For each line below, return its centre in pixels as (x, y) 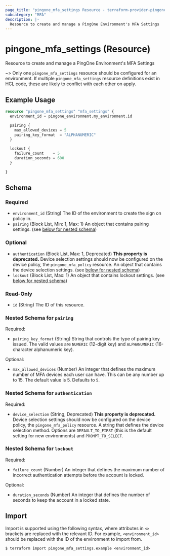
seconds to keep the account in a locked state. (61, 500)
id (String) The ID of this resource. (49, 304)
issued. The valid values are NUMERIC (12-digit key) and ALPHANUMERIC (83, 344)
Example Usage (30, 100)
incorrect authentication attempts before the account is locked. (78, 475)
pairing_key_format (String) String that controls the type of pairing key (86, 339)
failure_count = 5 (37, 153)
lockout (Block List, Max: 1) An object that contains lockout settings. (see (89, 275)
